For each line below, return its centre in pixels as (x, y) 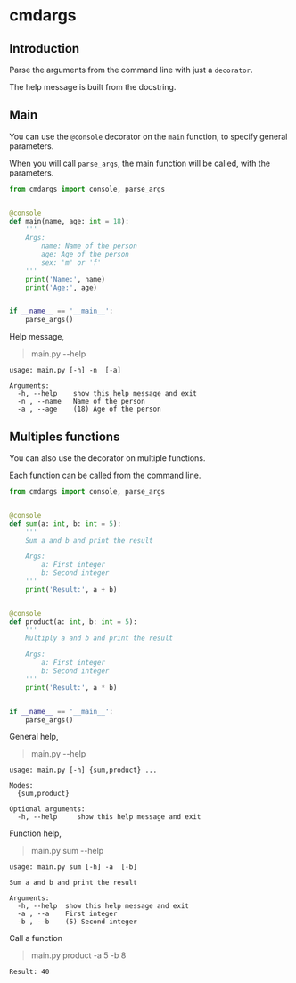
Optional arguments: (48, 809)
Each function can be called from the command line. (105, 475)
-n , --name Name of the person (81, 402)
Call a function (36, 938)
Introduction (45, 49)
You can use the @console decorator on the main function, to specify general (148, 136)
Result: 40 (29, 972)
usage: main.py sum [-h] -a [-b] (74, 867)
